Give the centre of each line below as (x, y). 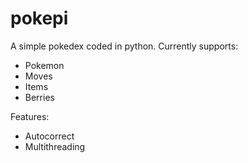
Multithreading (55, 146)
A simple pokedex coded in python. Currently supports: (124, 46)
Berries (39, 97)
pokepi (39, 18)
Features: (30, 116)
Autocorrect (49, 136)
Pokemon (44, 65)
